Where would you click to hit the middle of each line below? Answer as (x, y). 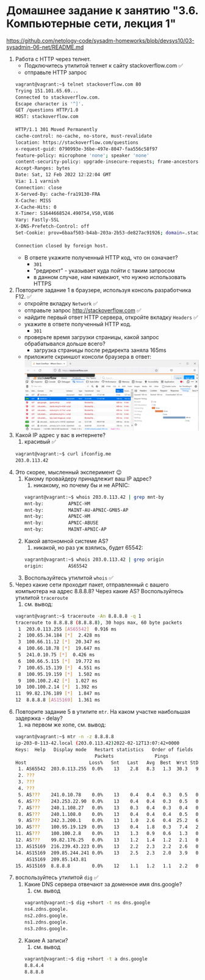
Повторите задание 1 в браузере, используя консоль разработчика (103, 290)
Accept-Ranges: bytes (42, 168)
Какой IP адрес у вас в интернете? (60, 435)
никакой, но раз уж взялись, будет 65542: (88, 548)
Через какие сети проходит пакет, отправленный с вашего (92, 585)
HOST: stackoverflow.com (47, 117)
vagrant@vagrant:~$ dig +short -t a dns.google (86, 959)
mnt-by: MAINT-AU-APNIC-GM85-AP (76, 510)
